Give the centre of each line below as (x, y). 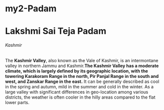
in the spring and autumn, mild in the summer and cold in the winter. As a (80, 86)
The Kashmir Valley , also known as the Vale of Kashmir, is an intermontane (82, 60)
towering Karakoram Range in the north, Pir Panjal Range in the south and (82, 76)
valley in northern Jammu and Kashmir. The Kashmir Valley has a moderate (82, 66)
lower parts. (17, 102)
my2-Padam (31, 9)
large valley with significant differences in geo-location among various (77, 92)
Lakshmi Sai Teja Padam (56, 31)
